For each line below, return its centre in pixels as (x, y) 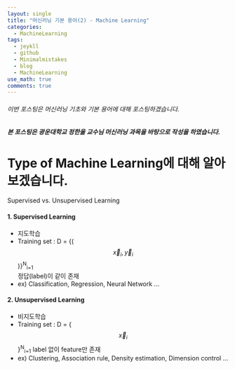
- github (26, 53)
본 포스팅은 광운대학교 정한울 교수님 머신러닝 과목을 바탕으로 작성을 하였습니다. (114, 132)
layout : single (29, 14)
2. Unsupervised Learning (46, 300)
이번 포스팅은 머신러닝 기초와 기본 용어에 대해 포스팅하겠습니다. (94, 109)
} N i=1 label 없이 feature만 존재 (59, 349)
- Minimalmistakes (41, 60)
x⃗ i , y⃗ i (123, 253)
